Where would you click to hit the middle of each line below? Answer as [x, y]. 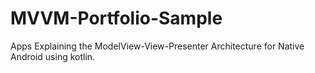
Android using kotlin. [53, 56]
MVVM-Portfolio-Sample [116, 18]
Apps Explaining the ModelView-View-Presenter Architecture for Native [157, 46]
